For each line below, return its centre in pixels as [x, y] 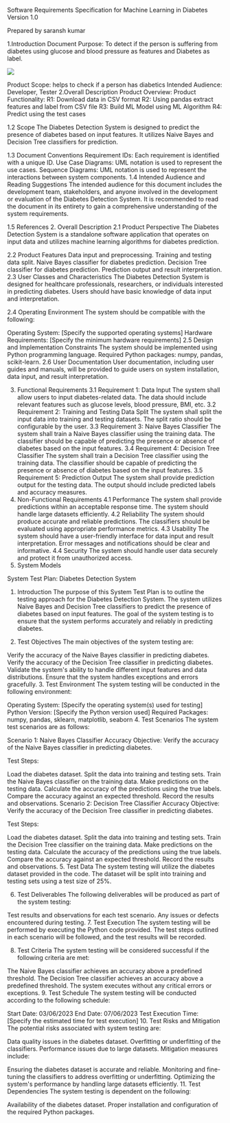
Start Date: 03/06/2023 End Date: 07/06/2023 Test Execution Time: [103, 1013]
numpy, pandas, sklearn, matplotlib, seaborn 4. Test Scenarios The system [113, 719]
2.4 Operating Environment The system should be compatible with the [106, 312]
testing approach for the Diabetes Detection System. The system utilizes [119, 599]
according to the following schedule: [59, 1000]
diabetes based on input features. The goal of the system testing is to [115, 614]
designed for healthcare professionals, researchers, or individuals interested [115, 284]
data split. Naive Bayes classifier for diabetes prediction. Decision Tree [107, 262]
